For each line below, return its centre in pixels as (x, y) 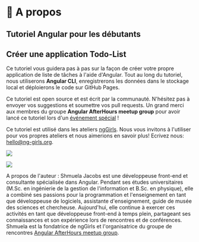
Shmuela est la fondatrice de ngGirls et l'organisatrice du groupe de (89, 227)
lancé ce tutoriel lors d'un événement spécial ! (63, 118)
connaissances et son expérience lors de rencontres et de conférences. (94, 220)
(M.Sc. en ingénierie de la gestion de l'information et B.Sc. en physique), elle (100, 188)
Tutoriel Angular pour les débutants (73, 34)
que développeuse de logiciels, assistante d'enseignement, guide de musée (99, 201)
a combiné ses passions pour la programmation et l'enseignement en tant (96, 195)
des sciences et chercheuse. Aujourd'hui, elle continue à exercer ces (91, 208)
